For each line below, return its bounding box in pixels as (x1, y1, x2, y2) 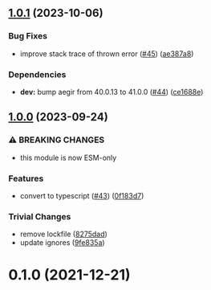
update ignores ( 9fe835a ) (19, 238, 106, 247)
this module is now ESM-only (19, 153, 117, 162)
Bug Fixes (8, 31, 48, 42)
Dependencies (8, 68, 67, 80)
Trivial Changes (8, 210, 71, 222)
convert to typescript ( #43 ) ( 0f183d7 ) (19, 190, 144, 200)
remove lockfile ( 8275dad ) (19, 229, 108, 239)
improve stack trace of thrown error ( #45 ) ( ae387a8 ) (19, 48, 194, 59)
